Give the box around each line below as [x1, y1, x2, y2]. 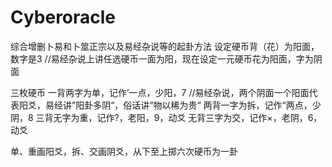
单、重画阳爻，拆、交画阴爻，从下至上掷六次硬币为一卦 [10, 145, 238, 157]
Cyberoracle [10, 6, 117, 29]
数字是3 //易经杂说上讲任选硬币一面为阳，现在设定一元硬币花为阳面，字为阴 [10, 52, 323, 65]
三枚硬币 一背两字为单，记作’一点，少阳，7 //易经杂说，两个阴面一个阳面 [10, 86, 310, 98]
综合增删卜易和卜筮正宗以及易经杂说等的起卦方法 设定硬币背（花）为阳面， [10, 40, 320, 52]
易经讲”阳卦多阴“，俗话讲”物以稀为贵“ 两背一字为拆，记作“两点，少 [44, 99, 322, 111]
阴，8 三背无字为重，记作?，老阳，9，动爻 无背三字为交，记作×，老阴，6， [10, 111, 323, 123]
